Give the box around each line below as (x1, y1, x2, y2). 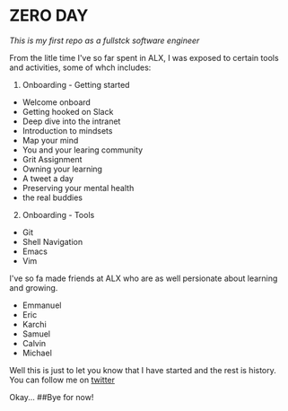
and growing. (9, 282, 58, 293)
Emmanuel (22, 300, 62, 310)
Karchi (22, 319, 47, 329)
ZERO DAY (9, 5, 89, 26)
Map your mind (22, 135, 79, 145)
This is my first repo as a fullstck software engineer (9, 35, 200, 46)
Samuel (22, 328, 51, 339)
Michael (22, 347, 52, 358)
